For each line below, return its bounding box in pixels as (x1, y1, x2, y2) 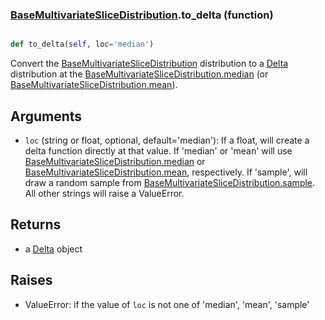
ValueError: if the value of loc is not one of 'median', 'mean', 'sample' (24, 298, 310, 310)
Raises (10, 272, 53, 289)
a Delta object (24, 243, 83, 255)
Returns (10, 216, 62, 233)
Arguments (10, 108, 83, 125)
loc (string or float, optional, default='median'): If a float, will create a (24, 134, 310, 146)
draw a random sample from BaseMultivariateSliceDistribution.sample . (24, 176, 316, 188)
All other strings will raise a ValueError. (24, 187, 185, 199)
